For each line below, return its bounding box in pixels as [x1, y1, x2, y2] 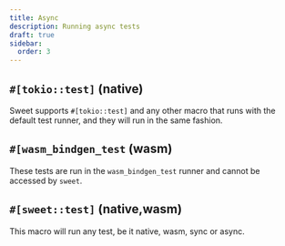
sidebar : [9, 38, 43, 48]
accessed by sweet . [9, 175, 83, 186]
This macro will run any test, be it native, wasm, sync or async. [9, 225, 245, 237]
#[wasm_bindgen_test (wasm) [9, 141, 173, 157]
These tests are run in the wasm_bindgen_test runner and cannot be [9, 165, 260, 176]
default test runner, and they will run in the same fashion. [9, 115, 223, 126]
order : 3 [17, 47, 51, 56]
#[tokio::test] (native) [9, 81, 144, 97]
